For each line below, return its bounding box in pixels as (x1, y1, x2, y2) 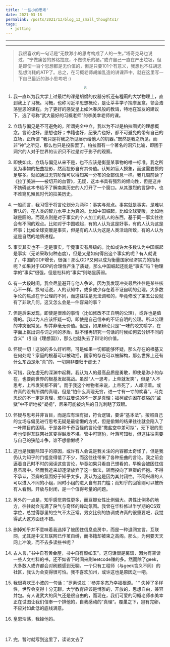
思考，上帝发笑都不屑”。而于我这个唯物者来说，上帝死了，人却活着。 (13, 382, 157, 388)
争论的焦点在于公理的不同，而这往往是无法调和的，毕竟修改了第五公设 (13, 293, 159, 299)
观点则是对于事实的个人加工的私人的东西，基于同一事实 (39, 214, 155, 220)
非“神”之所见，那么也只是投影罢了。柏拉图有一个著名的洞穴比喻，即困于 (13, 142, 163, 148)
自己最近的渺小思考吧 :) (22, 75, 71, 82)
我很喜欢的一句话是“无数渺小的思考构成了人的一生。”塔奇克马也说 (18, 50, 153, 56)
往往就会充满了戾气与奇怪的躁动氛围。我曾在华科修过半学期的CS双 (22, 503, 161, 509)
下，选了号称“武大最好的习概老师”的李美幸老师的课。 (13, 112, 124, 119)
